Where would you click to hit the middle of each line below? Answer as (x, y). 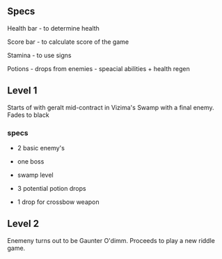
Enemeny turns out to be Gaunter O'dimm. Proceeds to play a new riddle (111, 240)
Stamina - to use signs (39, 55)
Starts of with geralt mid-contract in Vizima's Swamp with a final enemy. (111, 107)
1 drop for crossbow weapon (58, 202)
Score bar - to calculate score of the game (68, 42)
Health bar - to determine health (53, 28)
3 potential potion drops (51, 188)
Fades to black (29, 115)
